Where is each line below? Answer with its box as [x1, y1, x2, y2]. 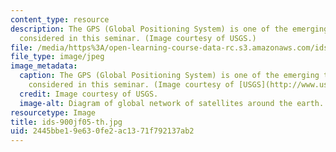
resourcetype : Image [10, 107, 97, 118]
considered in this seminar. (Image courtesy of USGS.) [19, 33, 257, 43]
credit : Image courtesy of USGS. [19, 89, 159, 99]
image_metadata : [10, 61, 78, 71]
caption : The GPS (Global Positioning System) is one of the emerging [19, 71, 320, 81]
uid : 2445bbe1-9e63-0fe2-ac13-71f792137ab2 [10, 126, 195, 136]
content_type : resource [10, 14, 110, 25]
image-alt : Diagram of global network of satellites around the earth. [19, 98, 325, 108]
